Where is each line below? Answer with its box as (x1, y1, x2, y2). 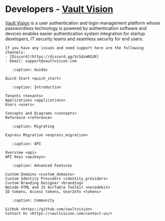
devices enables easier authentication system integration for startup (5, 30, 146, 36)
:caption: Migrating (11, 123, 55, 129)
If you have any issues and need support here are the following (5, 45, 144, 50)
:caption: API (11, 141, 41, 146)
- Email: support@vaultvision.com (5, 58, 77, 63)
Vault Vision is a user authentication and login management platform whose (5, 20, 161, 26)
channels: (5, 50, 26, 55)
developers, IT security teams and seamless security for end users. (5, 36, 144, 42)
